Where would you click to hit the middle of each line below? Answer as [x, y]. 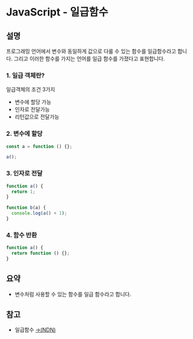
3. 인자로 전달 [24, 174]
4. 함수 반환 [22, 235]
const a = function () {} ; [39, 146]
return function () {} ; [40, 253]
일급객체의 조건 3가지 [31, 89]
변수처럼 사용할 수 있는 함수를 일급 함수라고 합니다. [73, 294]
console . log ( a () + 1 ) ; [39, 213]
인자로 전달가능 [32, 110]
